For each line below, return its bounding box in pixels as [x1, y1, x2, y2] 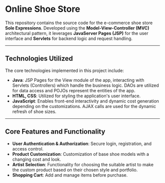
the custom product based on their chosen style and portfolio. [12, 167, 138, 173]
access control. [12, 146, 44, 151]
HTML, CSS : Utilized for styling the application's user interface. [12, 93, 141, 99]
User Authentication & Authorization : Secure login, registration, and [12, 141, 152, 146]
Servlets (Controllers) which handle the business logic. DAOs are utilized [12, 82, 159, 88]
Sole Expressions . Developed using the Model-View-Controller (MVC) [5, 25, 150, 31]
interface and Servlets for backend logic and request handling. [5, 36, 133, 41]
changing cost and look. [12, 156, 61, 162]
